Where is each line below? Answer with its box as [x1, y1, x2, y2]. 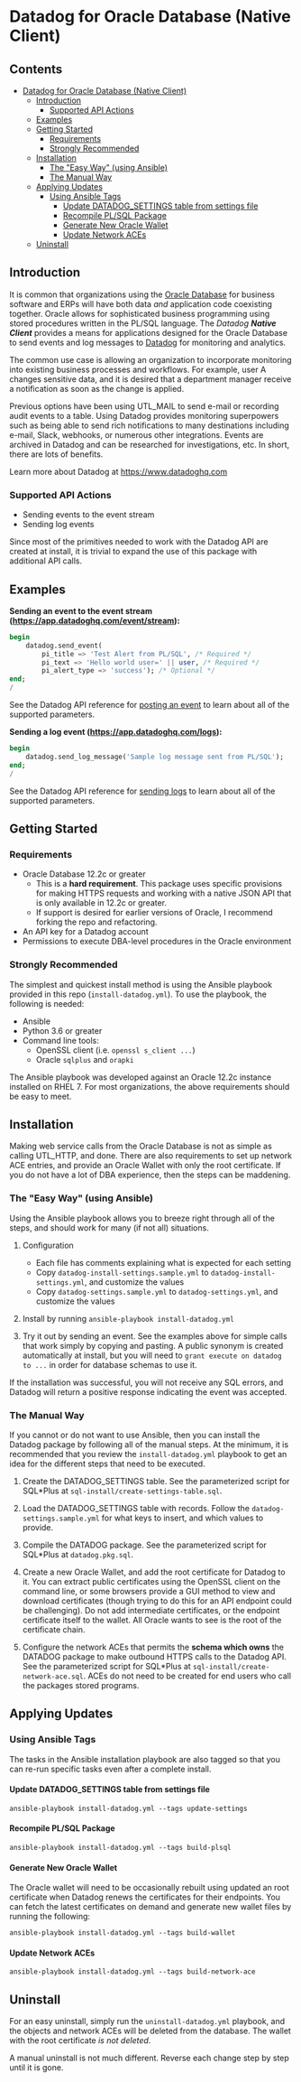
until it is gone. [9, 2062, 64, 2073]
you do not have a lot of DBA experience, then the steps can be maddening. [9, 1169, 291, 1180]
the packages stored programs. [22, 1679, 140, 1690]
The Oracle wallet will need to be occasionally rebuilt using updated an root [9, 1882, 290, 1893]
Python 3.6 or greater [22, 1025, 103, 1036]
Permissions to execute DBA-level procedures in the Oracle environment [22, 936, 292, 947]
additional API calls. [9, 555, 83, 566]
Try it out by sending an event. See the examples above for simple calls [22, 1330, 287, 1342]
